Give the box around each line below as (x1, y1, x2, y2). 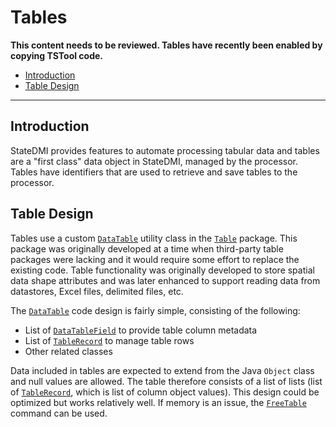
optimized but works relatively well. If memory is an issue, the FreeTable (10, 396, 307, 408)
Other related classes (24, 345, 113, 357)
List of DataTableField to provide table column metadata (24, 324, 258, 336)
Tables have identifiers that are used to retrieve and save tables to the (10, 166, 298, 178)
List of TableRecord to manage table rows (24, 334, 195, 346)
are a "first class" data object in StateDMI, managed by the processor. (10, 155, 298, 167)
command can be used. (10, 407, 108, 419)
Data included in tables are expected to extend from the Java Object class (10, 364, 315, 376)
